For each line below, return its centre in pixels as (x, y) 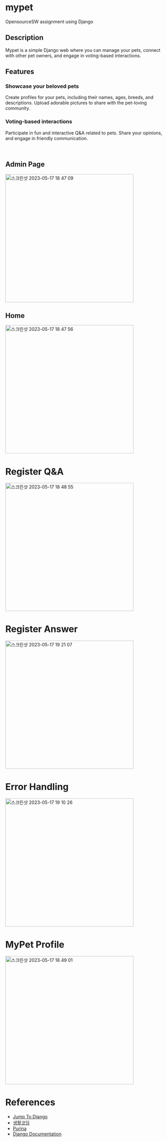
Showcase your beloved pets (42, 86)
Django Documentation (37, 1134)
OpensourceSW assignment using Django (49, 22)
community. (18, 108)
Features (20, 72)
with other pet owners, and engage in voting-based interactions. (73, 55)
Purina (19, 1129)
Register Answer (41, 629)
